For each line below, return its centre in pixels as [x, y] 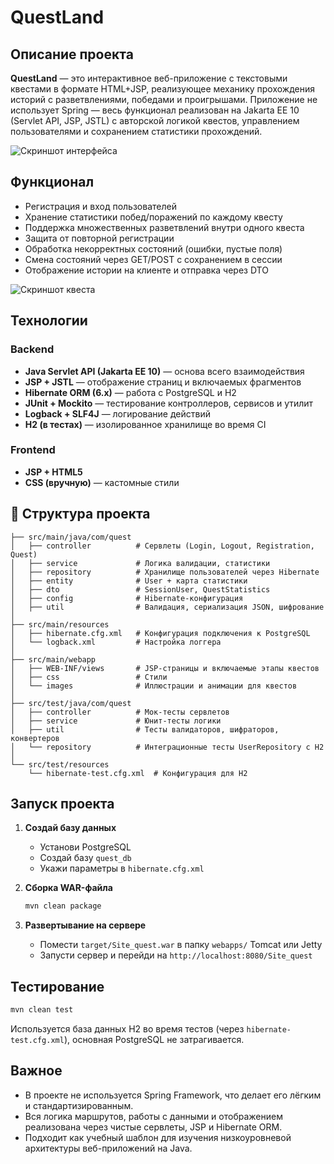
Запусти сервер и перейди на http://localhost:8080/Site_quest [176, 955]
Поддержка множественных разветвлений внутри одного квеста [164, 227]
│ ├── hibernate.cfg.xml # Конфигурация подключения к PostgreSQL [160, 633]
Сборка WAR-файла [68, 888]
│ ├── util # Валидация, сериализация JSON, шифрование [167, 607]
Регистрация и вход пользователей [100, 206]
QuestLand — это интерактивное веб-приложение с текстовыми [149, 78]
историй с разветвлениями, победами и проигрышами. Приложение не [164, 99]
